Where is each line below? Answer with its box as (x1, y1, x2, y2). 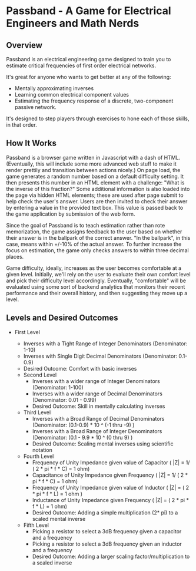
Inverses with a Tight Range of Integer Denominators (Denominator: (23, 340, 188, 347)
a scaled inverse (32, 559, 72, 566)
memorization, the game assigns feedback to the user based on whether (6, 228, 182, 235)
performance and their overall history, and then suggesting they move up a (6, 289, 188, 296)
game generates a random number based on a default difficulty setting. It (6, 173, 184, 180)
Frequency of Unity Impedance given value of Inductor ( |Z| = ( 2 (32, 484, 190, 491)
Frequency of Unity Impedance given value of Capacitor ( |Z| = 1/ (32, 458, 190, 466)
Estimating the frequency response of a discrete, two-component (14, 97, 174, 104)
